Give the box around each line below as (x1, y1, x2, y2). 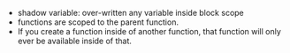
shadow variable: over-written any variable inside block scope (17, 8, 245, 18)
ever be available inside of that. (17, 35, 133, 46)
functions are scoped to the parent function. (17, 17, 179, 27)
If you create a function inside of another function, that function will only (17, 26, 281, 36)
